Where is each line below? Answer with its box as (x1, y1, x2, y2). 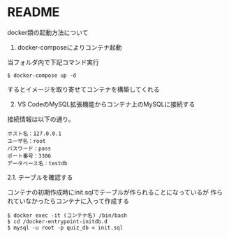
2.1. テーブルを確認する (7, 173, 73, 181)
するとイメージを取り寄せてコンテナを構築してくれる (7, 85, 160, 93)
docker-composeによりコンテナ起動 (17, 43, 122, 51)
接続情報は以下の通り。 (7, 115, 75, 123)
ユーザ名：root (7, 137, 46, 144)
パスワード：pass (7, 145, 51, 152)
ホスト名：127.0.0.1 (7, 130, 61, 137)
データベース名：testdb (7, 160, 68, 167)
